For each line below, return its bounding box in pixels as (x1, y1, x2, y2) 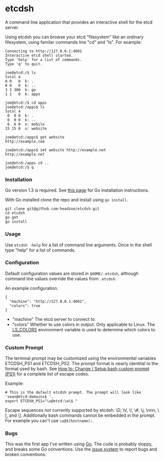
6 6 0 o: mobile (7, 121, 45, 127)
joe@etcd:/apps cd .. (5, 160, 49, 165)
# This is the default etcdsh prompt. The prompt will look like (5, 390, 141, 395)
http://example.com (5, 139, 45, 144)
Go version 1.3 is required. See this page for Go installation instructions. (5, 187, 149, 193)
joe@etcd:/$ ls (5, 70, 36, 75)
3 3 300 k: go (5, 87, 36, 92)
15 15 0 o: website (5, 126, 47, 131)
